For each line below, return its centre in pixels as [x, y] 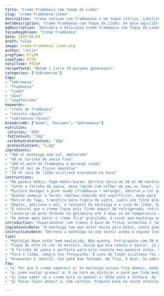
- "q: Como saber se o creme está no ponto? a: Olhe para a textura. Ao [81, 277]
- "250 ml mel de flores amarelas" [41, 168]
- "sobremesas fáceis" [28, 118]
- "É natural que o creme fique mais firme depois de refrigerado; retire [83, 209]
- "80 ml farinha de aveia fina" [39, 159]
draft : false [18, 41]
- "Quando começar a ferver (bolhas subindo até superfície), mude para [81, 196]
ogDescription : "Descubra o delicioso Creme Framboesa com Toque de [76, 28]
